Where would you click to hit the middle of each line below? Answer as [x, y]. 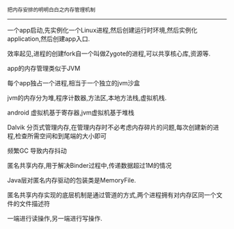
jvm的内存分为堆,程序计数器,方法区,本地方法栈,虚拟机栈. [87, 98]
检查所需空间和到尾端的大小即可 [61, 136]
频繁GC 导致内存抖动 [37, 151]
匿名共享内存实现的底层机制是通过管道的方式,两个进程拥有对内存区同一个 [112, 195]
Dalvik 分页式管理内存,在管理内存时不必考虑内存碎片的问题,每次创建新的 [110, 127]
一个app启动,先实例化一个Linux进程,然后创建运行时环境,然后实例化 [102, 30]
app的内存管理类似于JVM [44, 68]
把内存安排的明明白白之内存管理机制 [52, 10]
